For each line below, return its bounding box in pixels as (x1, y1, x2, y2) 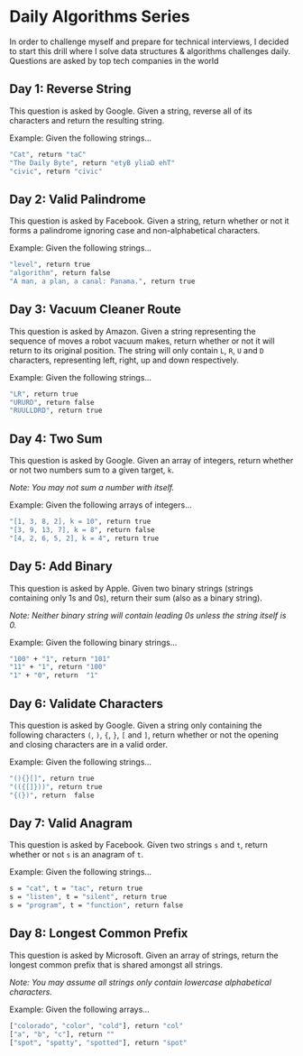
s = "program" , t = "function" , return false (9, 901, 183, 910)
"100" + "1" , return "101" (9, 654, 111, 664)
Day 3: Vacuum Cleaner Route (9, 302, 182, 317)
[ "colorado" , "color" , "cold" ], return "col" (9, 1021, 183, 1030)
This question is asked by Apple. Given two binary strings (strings (9, 583, 254, 593)
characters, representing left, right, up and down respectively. (9, 354, 239, 365)
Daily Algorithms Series (9, 6, 191, 27)
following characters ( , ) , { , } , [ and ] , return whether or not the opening (9, 729, 280, 740)
